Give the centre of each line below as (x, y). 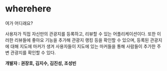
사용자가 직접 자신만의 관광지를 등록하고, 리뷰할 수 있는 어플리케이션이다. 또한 (80, 33)
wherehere (28, 9)
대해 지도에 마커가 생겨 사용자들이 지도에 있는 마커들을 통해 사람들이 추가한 (83, 46)
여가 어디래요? (19, 23)
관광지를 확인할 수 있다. (33, 52)
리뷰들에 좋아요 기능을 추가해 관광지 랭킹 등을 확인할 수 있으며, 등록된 (81, 40)
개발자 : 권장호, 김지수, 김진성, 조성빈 (41, 63)
